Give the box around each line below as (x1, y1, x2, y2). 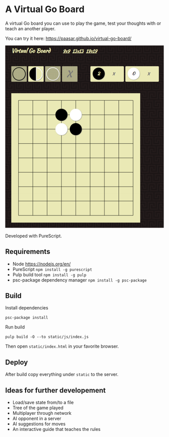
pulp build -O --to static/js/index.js (5, 335, 89, 340)
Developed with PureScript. (5, 233, 62, 239)
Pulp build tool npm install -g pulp (12, 271, 87, 278)
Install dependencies (5, 305, 49, 311)
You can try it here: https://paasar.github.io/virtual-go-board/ (5, 35, 132, 41)
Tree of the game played (12, 405, 64, 411)
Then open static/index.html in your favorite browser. (5, 343, 119, 349)
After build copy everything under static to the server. (5, 371, 119, 377)
